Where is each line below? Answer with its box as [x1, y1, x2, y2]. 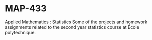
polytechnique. [5, 29, 36, 35]
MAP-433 [5, 3, 47, 14]
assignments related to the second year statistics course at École [5, 24, 140, 30]
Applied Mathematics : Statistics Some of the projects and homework [5, 19, 148, 25]
